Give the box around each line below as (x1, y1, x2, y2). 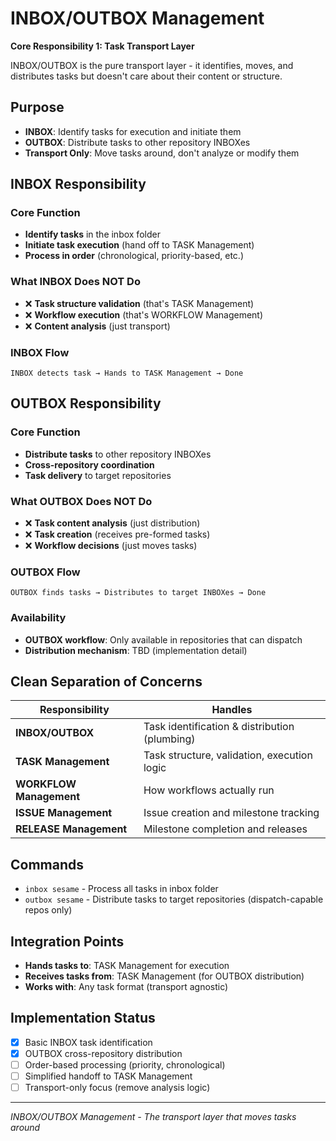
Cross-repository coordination (24, 458, 155, 471)
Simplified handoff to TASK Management (24, 1070, 193, 1082)
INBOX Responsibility (10, 176, 147, 193)
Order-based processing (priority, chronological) (24, 1058, 226, 1071)
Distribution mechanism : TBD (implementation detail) (24, 644, 248, 656)
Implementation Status (10, 1010, 156, 1027)
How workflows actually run (143, 783, 275, 797)
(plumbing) (143, 732, 196, 746)
